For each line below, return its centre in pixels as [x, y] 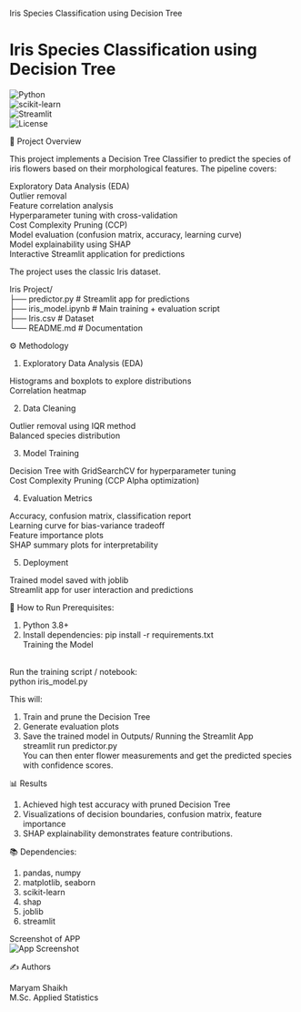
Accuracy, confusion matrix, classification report [100, 516]
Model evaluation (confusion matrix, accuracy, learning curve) [126, 234]
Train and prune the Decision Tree [86, 716]
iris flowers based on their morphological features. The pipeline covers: [143, 169]
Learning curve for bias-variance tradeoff [87, 525]
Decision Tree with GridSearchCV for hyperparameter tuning [123, 470]
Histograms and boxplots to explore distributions [100, 381]
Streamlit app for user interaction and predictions [101, 589]
